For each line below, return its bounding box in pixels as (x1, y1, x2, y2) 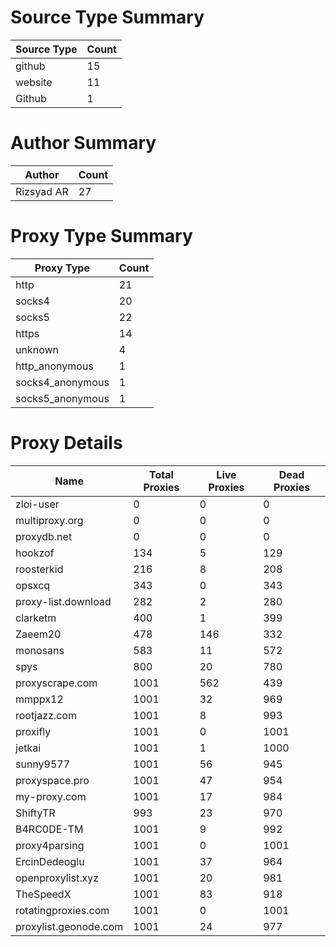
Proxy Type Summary (10, 225, 193, 248)
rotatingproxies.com (15, 903, 110, 917)
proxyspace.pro (15, 773, 90, 787)
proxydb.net (15, 529, 73, 543)
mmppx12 (15, 692, 64, 706)
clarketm (15, 611, 57, 625)
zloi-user (15, 497, 60, 511)
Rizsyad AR (15, 184, 69, 198)
